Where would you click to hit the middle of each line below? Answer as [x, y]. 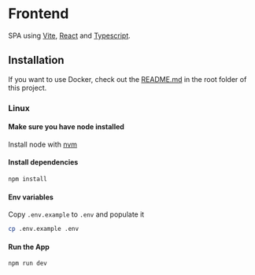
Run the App [29, 247]
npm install [28, 179]
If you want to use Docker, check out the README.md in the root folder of [128, 79]
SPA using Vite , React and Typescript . [70, 35]
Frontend [39, 14]
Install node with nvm [42, 144]
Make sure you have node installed [66, 127]
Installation [36, 60]
